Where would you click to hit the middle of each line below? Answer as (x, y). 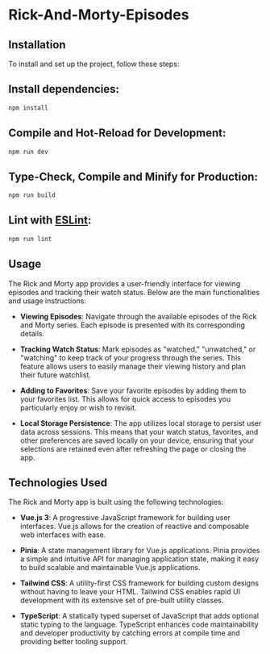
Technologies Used (58, 483)
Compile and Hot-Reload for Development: (117, 133)
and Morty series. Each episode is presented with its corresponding (133, 325)
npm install (28, 108)
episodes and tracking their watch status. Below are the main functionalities (134, 292)
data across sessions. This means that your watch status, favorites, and (139, 431)
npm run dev (28, 152)
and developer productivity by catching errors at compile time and (130, 633)
